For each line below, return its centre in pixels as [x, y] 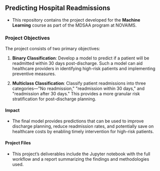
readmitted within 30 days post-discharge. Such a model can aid [77, 63]
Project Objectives [28, 38]
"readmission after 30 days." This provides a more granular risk [76, 94]
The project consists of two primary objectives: [53, 49]
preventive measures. [34, 74]
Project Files [18, 142]
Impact [12, 110]
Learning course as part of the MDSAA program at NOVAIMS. [74, 25]
